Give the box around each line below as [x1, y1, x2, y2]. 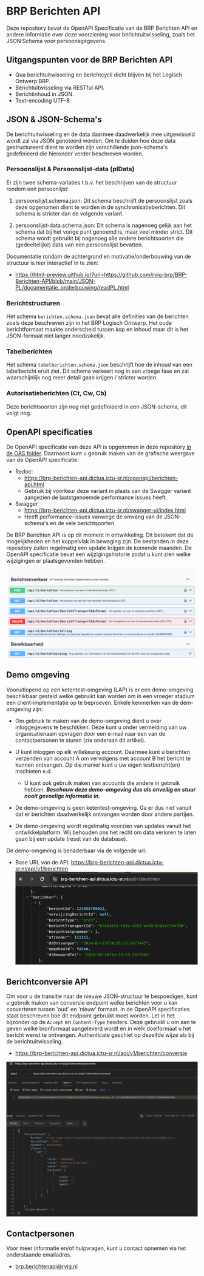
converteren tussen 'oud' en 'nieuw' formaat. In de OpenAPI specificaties [6, 1006, 190, 1013]
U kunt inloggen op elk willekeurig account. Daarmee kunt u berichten [15, 748, 190, 755]
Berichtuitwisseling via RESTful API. [15, 84, 105, 91]
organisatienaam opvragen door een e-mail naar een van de [15, 730, 166, 737]
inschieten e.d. [15, 767, 53, 775]
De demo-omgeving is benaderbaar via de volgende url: [6, 847, 147, 854]
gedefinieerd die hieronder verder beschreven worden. [6, 150, 144, 157]
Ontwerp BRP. [15, 77, 50, 84]
